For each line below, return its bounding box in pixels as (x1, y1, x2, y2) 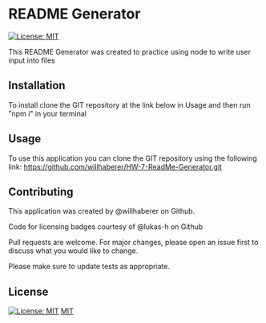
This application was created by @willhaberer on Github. (8, 206, 195, 216)
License (8, 284, 49, 298)
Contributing (8, 185, 74, 198)
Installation (8, 79, 66, 92)
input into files (8, 55, 55, 65)
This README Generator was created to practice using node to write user (8, 47, 251, 56)
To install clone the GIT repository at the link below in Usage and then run (8, 100, 251, 109)
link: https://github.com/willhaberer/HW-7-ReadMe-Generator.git (8, 161, 222, 171)
